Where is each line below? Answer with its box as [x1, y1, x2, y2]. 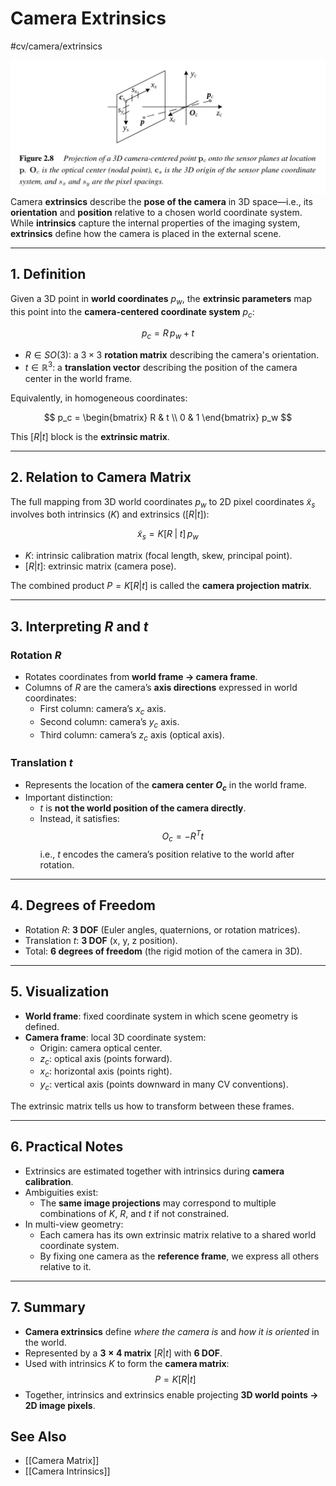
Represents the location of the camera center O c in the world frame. [24, 778, 308, 793]
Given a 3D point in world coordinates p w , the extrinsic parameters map [10, 292, 312, 307]
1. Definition [10, 266, 87, 283]
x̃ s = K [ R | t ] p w [137, 528, 199, 542]
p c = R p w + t [141, 327, 195, 342]
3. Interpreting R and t [10, 618, 149, 635]
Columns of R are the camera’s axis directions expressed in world [24, 681, 298, 693]
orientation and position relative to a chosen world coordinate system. [10, 207, 303, 219]
